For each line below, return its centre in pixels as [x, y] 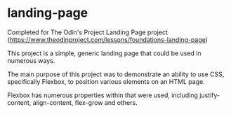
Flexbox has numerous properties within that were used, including [103, 95]
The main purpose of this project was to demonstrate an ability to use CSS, [116, 74]
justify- [210, 95]
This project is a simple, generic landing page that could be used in [104, 53]
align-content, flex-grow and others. [85, 102]
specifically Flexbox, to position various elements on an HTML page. [106, 81]
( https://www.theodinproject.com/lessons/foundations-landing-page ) [108, 39]
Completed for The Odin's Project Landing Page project [88, 32]
